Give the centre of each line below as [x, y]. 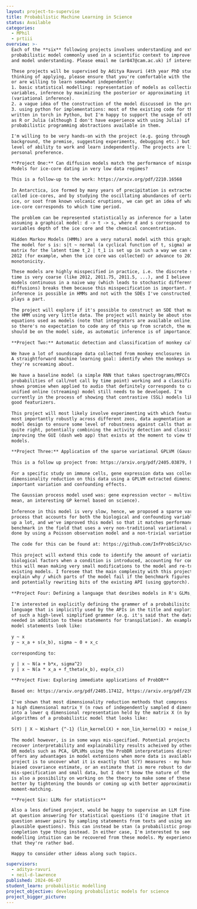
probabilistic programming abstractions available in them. [86, 126]
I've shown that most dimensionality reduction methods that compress [99, 702]
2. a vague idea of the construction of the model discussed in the [97, 104]
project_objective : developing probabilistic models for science [87, 891]
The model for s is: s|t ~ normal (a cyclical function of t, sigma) [98, 245]
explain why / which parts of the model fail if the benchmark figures [101, 577]
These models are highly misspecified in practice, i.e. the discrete [99, 272]
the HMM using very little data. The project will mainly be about [96, 315]
